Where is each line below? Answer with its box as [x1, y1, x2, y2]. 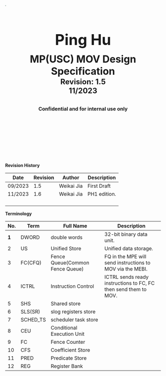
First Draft [87, 183, 111, 189]
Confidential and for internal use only [38, 106, 128, 112]
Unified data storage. [104, 245, 153, 252]
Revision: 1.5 [60, 77, 106, 86]
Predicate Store [50, 355, 87, 361]
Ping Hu [55, 30, 111, 49]
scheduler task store [50, 317, 98, 323]
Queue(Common [50, 260, 90, 266]
